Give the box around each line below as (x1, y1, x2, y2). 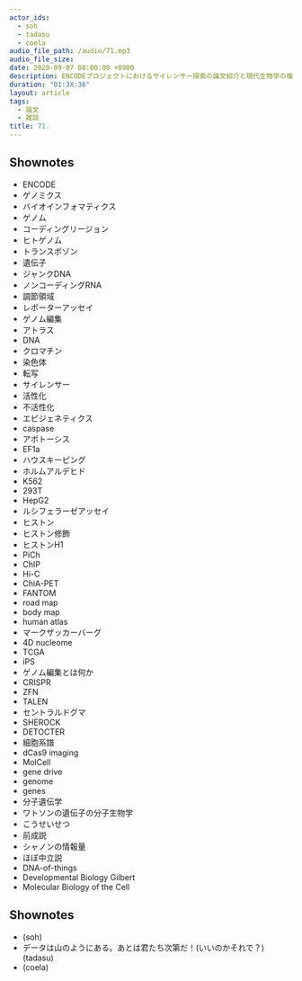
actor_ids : (9, 13, 50, 22)
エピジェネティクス (22, 413, 93, 424)
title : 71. (9, 122, 50, 131)
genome (22, 775, 54, 787)
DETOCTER (22, 726, 66, 737)
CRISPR (22, 676, 51, 688)
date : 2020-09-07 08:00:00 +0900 (9, 64, 135, 73)
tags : (9, 96, 30, 106)
